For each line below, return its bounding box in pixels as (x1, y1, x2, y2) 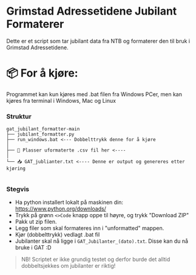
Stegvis (6, 185, 30, 193)
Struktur (6, 112, 32, 120)
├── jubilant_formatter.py (6, 131, 75, 137)
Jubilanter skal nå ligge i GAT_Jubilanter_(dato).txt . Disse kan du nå (15, 237, 189, 245)
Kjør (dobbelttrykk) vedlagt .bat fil (15, 231, 100, 238)
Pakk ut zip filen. (15, 218, 57, 226)
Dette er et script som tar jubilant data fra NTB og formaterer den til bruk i (6, 37, 190, 44)
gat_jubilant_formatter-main (6, 126, 80, 132)
